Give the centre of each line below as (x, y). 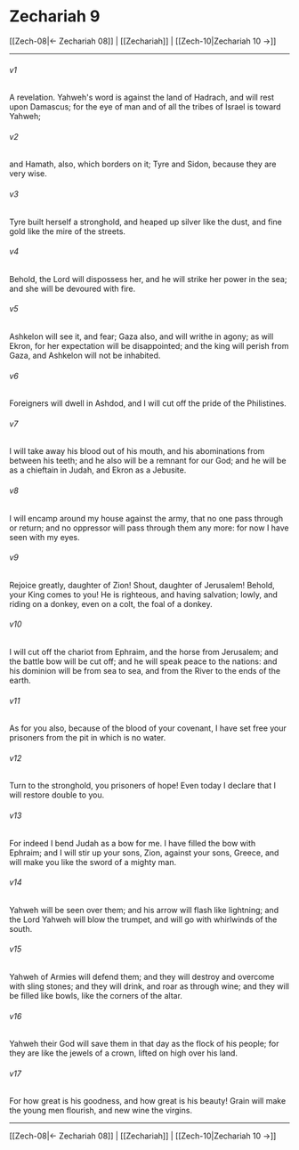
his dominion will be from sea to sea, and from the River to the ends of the (145, 670)
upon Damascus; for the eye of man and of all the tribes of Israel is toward (145, 107)
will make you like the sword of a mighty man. (93, 862)
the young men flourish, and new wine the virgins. (101, 1111)
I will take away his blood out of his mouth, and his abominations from (137, 451)
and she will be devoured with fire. (73, 288)
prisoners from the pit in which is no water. (88, 738)
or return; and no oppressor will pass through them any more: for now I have (149, 528)
